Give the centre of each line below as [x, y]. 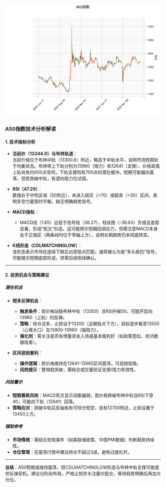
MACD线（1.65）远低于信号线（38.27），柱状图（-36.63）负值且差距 [89, 222]
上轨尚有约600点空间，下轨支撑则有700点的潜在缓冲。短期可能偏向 [81, 172]
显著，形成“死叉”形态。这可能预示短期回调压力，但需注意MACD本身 [89, 229]
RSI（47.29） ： [27, 189]
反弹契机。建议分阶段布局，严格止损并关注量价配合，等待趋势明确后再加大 [85, 473]
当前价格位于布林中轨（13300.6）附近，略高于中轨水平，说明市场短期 [83, 160]
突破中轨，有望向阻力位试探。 [60, 179]
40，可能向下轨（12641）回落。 [45, 401]
